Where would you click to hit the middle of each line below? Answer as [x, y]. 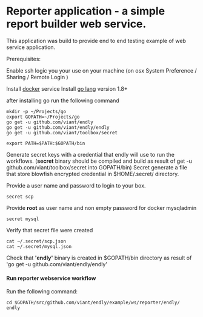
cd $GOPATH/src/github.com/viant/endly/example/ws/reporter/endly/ [93, 303]
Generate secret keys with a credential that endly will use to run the [90, 154]
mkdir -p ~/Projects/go [36, 111]
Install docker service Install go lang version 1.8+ [67, 88]
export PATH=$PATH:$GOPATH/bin [46, 143]
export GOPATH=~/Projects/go [43, 117]
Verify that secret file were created [50, 230]
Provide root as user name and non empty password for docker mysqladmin [101, 208]
